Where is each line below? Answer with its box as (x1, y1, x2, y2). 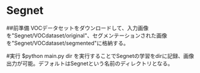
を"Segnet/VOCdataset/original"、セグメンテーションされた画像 (6, 31, 168, 39)
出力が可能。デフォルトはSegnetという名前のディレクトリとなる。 (6, 60, 174, 67)
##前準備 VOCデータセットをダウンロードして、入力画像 (6, 24, 149, 31)
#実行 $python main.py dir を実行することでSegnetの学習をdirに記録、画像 (6, 52, 195, 59)
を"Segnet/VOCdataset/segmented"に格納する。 (6, 39, 129, 46)
